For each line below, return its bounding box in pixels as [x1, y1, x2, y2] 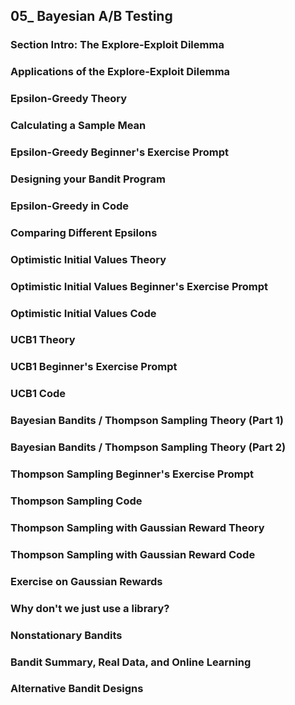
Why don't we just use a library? [10, 601, 170, 615]
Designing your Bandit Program [10, 172, 167, 186]
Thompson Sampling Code [10, 494, 143, 508]
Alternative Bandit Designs [10, 682, 144, 696]
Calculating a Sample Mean [10, 119, 147, 133]
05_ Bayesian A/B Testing [10, 8, 173, 25]
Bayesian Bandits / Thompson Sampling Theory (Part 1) [10, 414, 284, 428]
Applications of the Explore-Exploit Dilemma [10, 65, 231, 79]
